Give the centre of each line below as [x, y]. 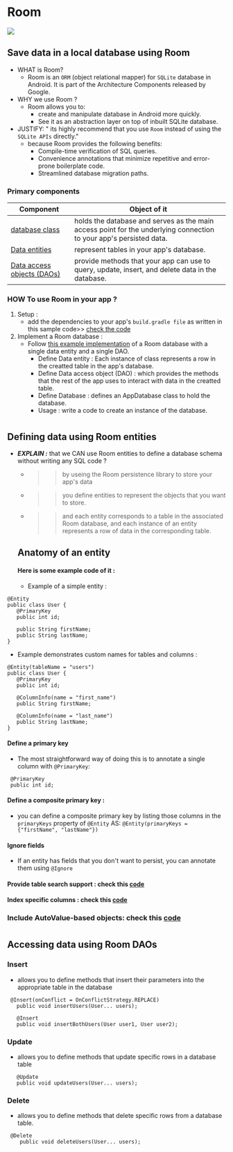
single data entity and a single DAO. [78, 352]
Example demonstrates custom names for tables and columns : [107, 654]
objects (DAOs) [36, 274]
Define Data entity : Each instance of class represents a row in [127, 358]
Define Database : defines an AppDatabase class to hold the [124, 396]
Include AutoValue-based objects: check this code [94, 918]
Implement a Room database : [60, 337]
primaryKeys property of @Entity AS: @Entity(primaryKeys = [102, 823]
